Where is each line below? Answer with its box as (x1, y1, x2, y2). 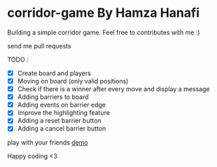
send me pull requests (7, 41, 71, 50)
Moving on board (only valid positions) (17, 77, 129, 85)
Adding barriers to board (17, 93, 89, 101)
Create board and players (17, 69, 91, 77)
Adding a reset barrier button (17, 116, 101, 125)
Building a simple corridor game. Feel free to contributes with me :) (7, 28, 201, 36)
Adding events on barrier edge (17, 100, 106, 109)
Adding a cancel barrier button (17, 124, 106, 133)
